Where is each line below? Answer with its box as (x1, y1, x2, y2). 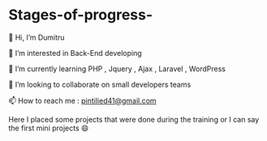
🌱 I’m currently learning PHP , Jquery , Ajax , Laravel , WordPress (8, 63, 226, 74)
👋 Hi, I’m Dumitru (8, 32, 65, 42)
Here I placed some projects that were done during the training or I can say (8, 114, 260, 124)
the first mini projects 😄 (8, 123, 89, 133)
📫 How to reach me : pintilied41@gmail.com (8, 96, 157, 105)
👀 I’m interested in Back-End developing (8, 48, 142, 58)
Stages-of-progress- (8, 6, 153, 24)
